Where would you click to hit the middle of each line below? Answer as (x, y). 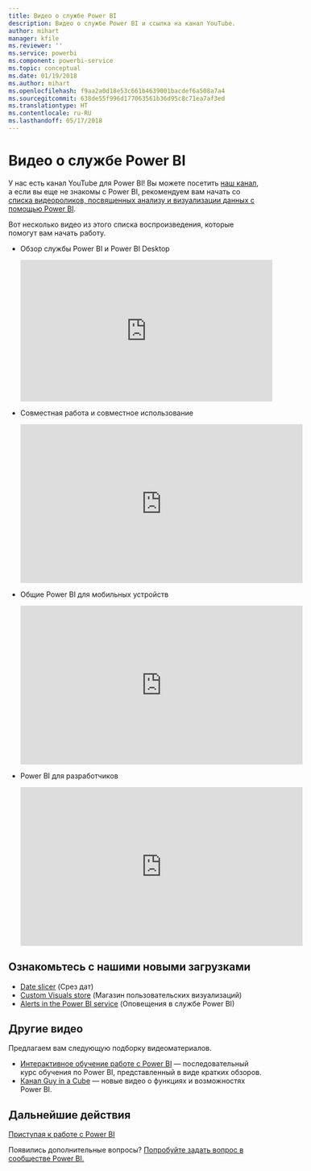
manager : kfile (34, 38)
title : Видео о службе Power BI (62, 16)
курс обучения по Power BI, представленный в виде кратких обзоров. (141, 1073)
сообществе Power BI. (46, 1159)
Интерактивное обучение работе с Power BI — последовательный (134, 1064)
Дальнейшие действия (70, 1115)
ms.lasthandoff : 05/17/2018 (56, 121)
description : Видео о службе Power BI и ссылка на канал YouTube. (122, 23)
